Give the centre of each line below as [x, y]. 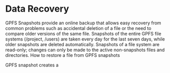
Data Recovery [37, 9]
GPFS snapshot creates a [32, 65]
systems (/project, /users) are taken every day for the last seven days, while [85, 39]
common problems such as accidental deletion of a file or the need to [78, 28]
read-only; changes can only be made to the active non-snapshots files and [85, 50]
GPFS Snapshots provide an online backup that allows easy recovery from [83, 23]
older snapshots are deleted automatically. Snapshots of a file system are [82, 44]
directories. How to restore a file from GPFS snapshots [63, 55]
